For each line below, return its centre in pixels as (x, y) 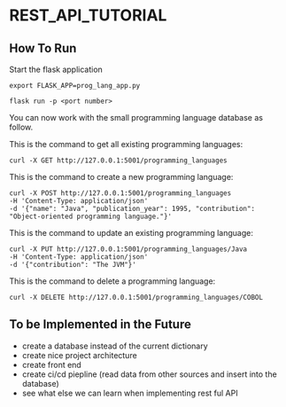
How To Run (43, 48)
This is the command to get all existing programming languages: (126, 144)
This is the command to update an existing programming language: (131, 233)
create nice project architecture (79, 355)
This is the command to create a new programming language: (121, 177)
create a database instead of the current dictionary (115, 346)
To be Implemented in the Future (100, 325)
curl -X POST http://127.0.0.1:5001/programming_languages (120, 193)
